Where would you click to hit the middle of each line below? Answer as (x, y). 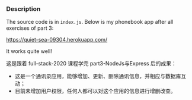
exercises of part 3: (30, 28)
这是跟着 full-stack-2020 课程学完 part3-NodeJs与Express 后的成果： (91, 64)
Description (23, 9)
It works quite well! (29, 51)
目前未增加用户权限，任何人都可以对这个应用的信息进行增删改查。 (95, 91)
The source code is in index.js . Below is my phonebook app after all (90, 22)
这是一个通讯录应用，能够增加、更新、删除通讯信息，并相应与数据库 (98, 76)
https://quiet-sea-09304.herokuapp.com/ (57, 40)
